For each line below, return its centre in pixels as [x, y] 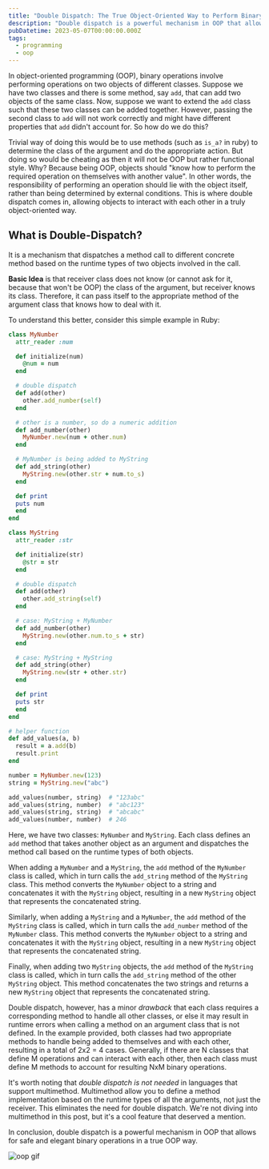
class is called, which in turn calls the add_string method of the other [122, 975]
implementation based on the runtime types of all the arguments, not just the [134, 1100]
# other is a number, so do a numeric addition [96, 422]
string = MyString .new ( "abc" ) [59, 783]
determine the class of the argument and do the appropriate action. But [126, 151]
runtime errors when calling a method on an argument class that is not [124, 1025]
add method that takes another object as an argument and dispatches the [129, 844]
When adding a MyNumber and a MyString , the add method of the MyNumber [127, 868]
